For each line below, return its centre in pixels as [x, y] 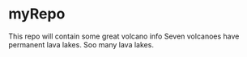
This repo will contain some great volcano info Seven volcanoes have [124, 36]
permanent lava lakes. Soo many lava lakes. [81, 44]
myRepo [37, 14]
